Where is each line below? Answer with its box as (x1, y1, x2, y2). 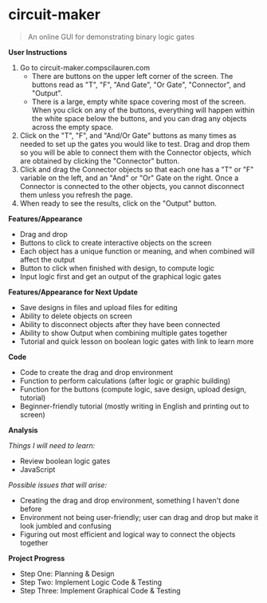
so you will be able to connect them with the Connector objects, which (19, 148, 252, 157)
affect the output (19, 254, 76, 264)
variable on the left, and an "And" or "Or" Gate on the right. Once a (19, 173, 239, 183)
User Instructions (8, 47, 68, 57)
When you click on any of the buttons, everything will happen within (31, 105, 255, 115)
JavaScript (19, 464, 56, 474)
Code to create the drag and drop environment (19, 367, 174, 376)
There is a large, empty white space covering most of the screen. (31, 97, 246, 106)
